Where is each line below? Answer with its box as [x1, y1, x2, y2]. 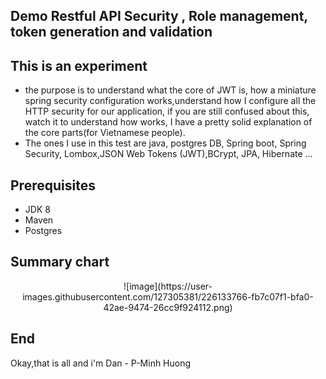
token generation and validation [10, 24, 213, 41]
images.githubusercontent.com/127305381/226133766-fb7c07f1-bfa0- [22, 290, 314, 303]
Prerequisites [10, 177, 96, 194]
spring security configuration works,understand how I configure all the [24, 95, 317, 107]
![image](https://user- [123, 280, 213, 292]
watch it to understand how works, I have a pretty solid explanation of [24, 116, 313, 128]
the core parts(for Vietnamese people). [24, 127, 186, 139]
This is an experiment [10, 57, 148, 74]
